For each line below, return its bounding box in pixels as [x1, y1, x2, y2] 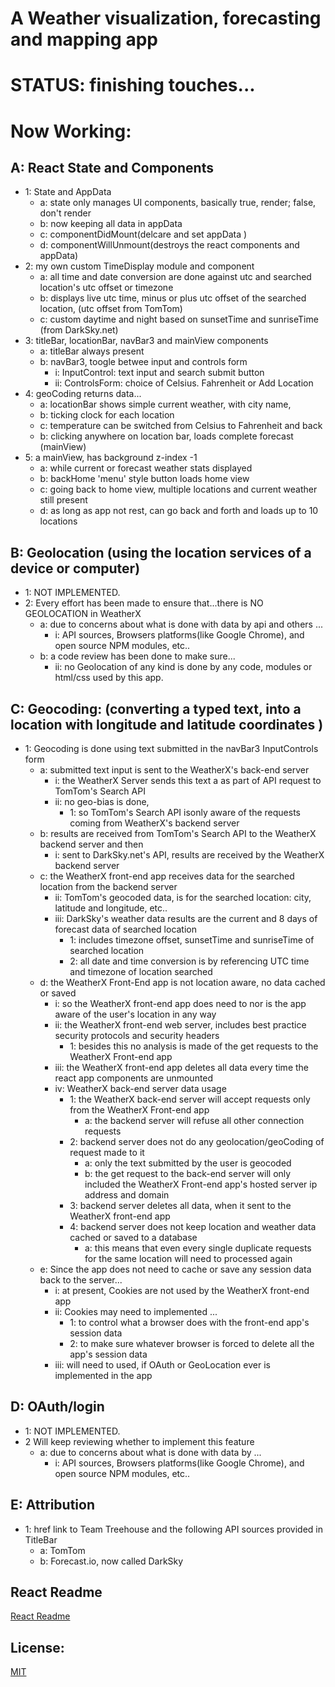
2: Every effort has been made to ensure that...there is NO [24, 597, 264, 609]
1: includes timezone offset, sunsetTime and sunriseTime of [69, 934, 315, 946]
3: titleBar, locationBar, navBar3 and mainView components [24, 335, 269, 347]
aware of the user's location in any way [54, 1008, 217, 1020]
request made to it [69, 1147, 145, 1158]
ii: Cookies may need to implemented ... [54, 1306, 218, 1317]
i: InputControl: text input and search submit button [54, 367, 265, 379]
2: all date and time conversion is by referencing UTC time [69, 955, 310, 967]
